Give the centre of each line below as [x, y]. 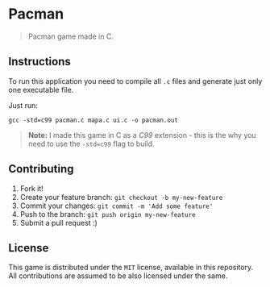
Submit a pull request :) [59, 223]
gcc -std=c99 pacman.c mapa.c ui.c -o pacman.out [93, 120]
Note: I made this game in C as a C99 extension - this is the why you [142, 135]
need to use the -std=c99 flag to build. [91, 143]
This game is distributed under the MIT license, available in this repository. [131, 268]
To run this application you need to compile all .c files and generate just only [135, 81]
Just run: [23, 105]
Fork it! [32, 188]
